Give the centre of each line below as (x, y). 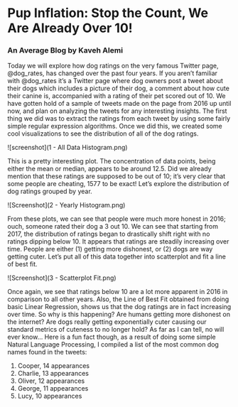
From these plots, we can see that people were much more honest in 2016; (117, 219)
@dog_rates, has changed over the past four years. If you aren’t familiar (113, 73)
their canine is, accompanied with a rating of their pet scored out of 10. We (117, 96)
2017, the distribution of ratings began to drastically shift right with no (109, 234)
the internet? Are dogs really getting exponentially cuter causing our (107, 322)
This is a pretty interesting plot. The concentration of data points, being (112, 161)
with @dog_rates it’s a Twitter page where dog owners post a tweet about (115, 81)
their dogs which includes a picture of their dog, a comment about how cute (118, 88)
